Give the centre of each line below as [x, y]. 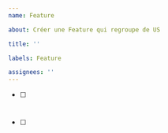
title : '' [24, 44]
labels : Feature [35, 58]
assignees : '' [32, 72]
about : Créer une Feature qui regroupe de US [84, 30]
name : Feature [32, 15]
